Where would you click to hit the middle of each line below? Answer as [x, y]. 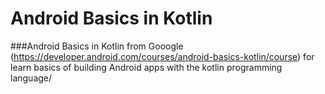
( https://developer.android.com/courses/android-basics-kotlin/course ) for [162, 56]
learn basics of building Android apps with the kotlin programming [146, 67]
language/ [31, 78]
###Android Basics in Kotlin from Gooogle [97, 46]
